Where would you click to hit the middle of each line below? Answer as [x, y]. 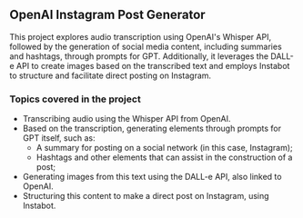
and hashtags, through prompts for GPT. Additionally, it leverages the [139, 56]
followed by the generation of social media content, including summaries [146, 46]
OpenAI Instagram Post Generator [108, 15]
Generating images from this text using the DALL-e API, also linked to [152, 177]
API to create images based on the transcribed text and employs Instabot [153, 65]
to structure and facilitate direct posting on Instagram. [111, 75]
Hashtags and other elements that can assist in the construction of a [164, 157]
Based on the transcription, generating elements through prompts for [152, 129]
